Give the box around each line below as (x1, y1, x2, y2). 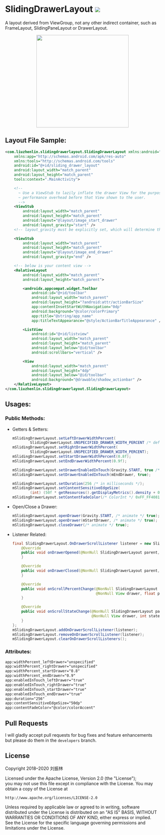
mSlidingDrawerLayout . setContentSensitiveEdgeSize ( (12, 485, 120, 491)
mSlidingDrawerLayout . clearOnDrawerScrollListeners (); (12, 636, 127, 641)
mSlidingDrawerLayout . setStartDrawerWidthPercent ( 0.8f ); (12, 454, 132, 459)
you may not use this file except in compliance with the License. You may (5, 780, 153, 786)
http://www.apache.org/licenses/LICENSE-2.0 (5, 795, 98, 800)
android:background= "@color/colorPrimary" (31, 309, 120, 314)
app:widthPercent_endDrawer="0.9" (5, 673, 76, 678)
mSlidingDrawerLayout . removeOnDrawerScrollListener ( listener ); (12, 632, 145, 637)
